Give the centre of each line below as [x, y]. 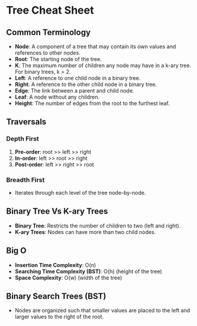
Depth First [23, 139]
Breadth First [25, 180]
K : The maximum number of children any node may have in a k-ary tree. [103, 65]
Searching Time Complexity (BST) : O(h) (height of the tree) [88, 271]
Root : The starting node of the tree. [58, 59]
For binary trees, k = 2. [43, 72]
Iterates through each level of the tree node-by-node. [80, 192]
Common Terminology [49, 32]
